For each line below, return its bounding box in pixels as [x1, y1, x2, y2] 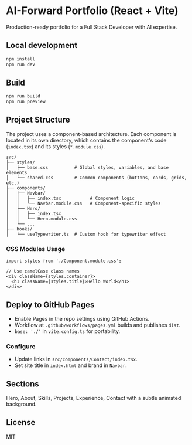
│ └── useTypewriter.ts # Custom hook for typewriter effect [6, 231, 166, 237]
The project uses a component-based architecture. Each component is [6, 130, 177, 137]
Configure [6, 342, 36, 350]
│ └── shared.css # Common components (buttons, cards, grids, [6, 175, 187, 181]
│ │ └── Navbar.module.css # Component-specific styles [6, 201, 161, 206]
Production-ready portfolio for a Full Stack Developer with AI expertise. [6, 23, 177, 30]
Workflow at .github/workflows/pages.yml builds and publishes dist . [14, 321, 181, 328]
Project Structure [6, 115, 70, 125]
